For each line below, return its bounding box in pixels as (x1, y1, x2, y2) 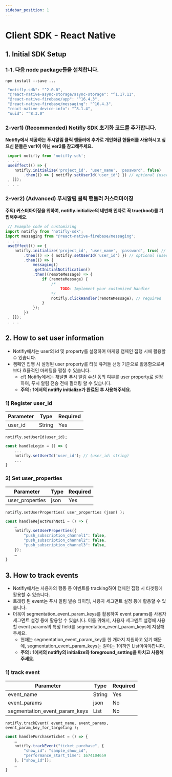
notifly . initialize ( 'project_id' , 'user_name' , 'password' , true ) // (14, 248, 166, 253)
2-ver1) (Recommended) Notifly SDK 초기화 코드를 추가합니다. (5, 124, 157, 131)
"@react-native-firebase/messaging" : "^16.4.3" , (7, 101, 114, 107)
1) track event (5, 669, 40, 676)
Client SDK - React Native (5, 29, 116, 41)
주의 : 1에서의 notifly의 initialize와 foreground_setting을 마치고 (20, 649, 150, 656)
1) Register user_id (5, 399, 52, 406)
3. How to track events (5, 571, 78, 580)
